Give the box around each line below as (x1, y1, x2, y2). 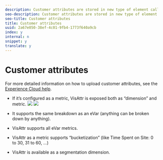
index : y (5, 30, 23, 35)
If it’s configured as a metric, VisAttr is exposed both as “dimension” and (12, 95, 157, 101)
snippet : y (5, 39, 27, 44)
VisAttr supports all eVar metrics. (12, 125, 78, 131)
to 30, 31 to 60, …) (12, 140, 49, 145)
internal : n (5, 35, 29, 40)
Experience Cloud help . (5, 86, 52, 92)
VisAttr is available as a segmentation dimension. (12, 149, 110, 155)
